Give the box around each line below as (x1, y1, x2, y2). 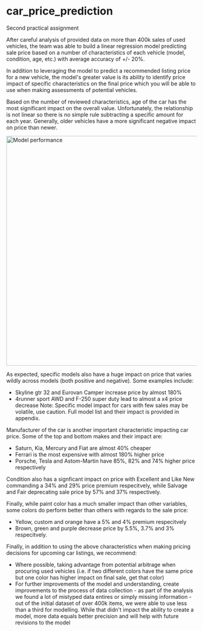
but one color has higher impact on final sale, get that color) (14, 573, 164, 581)
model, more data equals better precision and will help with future (14, 612, 179, 619)
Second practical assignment (6, 24, 79, 31)
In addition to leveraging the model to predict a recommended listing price (6, 67, 191, 74)
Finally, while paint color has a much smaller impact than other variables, (6, 500, 187, 507)
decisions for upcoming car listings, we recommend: (6, 549, 137, 557)
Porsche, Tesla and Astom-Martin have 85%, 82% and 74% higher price (14, 457, 195, 464)
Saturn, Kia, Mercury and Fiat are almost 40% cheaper (14, 444, 151, 452)
